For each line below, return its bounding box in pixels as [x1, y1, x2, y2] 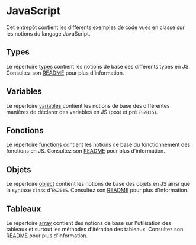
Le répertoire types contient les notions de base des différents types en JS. [6, 63, 191, 70]
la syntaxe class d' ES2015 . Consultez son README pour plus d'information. [6, 186, 189, 194]
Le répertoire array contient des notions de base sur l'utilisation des [6, 220, 172, 226]
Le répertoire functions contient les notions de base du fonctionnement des [6, 141, 191, 149]
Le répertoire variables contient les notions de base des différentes [6, 102, 170, 109]
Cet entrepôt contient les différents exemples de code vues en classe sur [6, 24, 185, 31]
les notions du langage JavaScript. [6, 30, 91, 37]
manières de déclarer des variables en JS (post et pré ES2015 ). [6, 108, 158, 115]
